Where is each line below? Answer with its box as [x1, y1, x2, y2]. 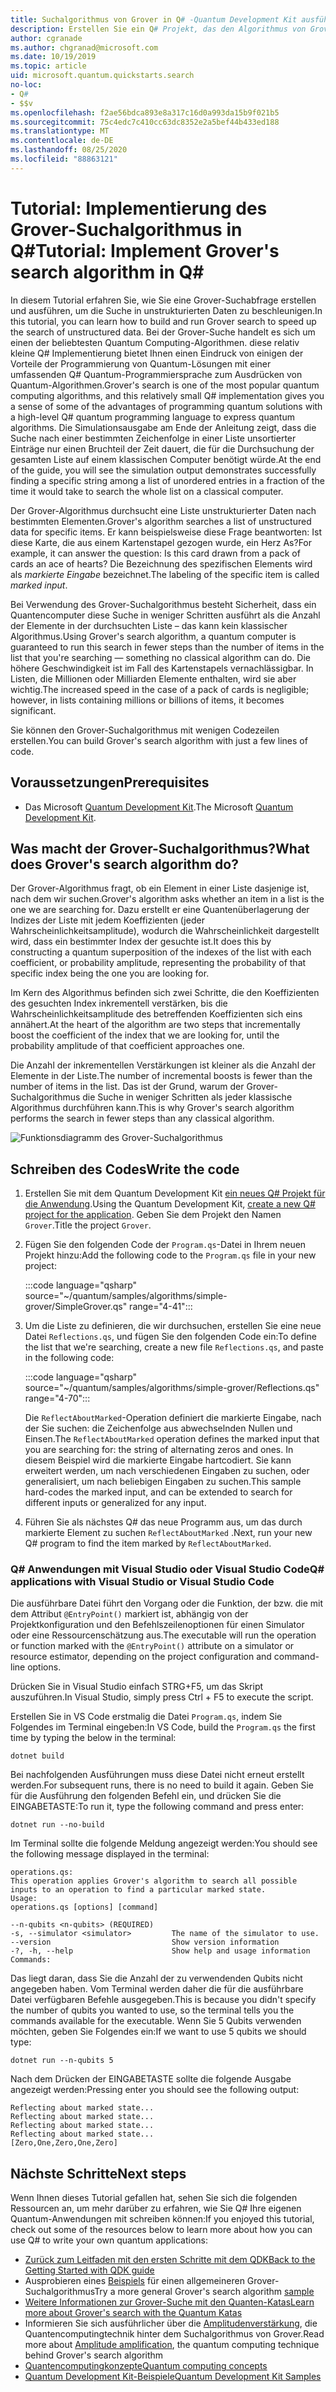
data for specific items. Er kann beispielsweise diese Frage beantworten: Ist [10, 526, 322, 538]
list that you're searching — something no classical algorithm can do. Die [10, 651, 312, 663]
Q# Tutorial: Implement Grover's [10, 239, 280, 262]
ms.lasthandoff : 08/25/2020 [10, 145, 128, 155]
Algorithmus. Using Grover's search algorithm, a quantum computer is [10, 630, 297, 642]
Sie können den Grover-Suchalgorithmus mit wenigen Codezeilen [10, 724, 280, 736]
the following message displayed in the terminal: [10, 1848, 210, 1860]
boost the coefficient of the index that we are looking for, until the [10, 1029, 280, 1041]
